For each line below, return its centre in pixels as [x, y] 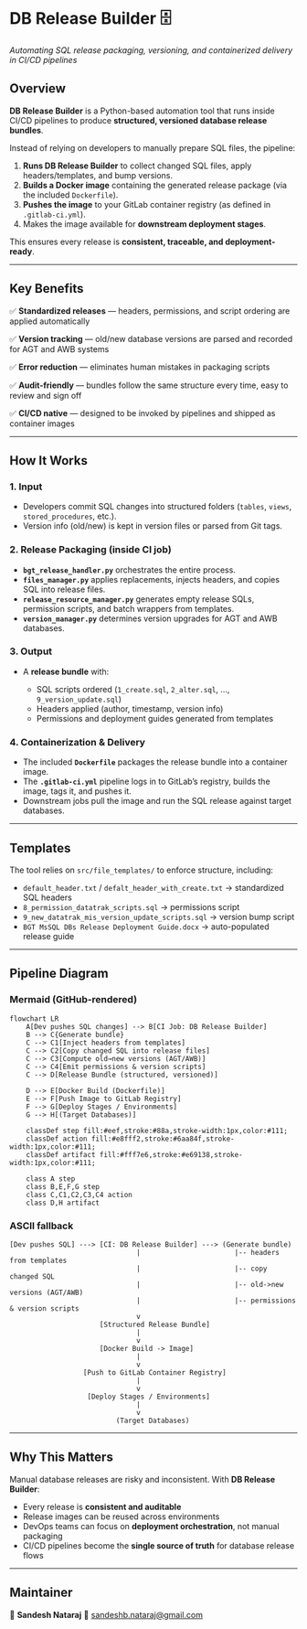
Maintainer [41, 1593]
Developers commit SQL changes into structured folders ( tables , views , [157, 507]
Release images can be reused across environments [121, 1516]
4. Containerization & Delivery [78, 742]
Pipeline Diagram [59, 974]
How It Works [49, 461]
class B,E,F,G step [63, 1186]
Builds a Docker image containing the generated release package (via [155, 185]
